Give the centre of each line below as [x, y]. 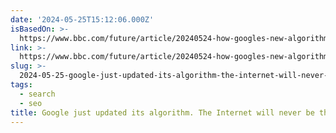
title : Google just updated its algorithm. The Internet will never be [162, 112]
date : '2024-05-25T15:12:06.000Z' [82, 19]
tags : [21, 85]
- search [37, 94]
